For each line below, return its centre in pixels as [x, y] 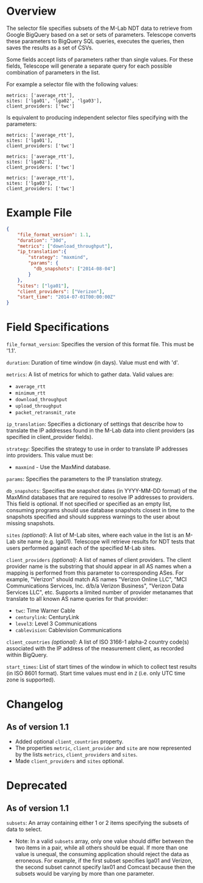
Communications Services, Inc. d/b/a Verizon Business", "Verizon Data [95, 586]
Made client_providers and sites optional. [69, 761]
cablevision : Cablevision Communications [68, 630]
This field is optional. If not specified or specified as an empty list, [89, 504]
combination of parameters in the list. [53, 72]
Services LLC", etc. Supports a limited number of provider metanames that [100, 592]
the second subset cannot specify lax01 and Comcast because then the [105, 867]
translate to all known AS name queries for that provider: [77, 599]
